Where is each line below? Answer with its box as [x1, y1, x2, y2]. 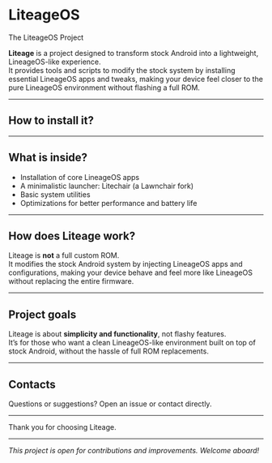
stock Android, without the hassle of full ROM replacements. [8, 346, 209, 356]
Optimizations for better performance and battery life [19, 198, 198, 208]
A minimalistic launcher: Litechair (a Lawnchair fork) [19, 181, 194, 191]
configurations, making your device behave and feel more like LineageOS [8, 268, 253, 277]
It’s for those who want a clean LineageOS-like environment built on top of [8, 338, 257, 348]
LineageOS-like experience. [8, 57, 101, 66]
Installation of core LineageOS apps [19, 172, 140, 182]
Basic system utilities [19, 189, 91, 199]
